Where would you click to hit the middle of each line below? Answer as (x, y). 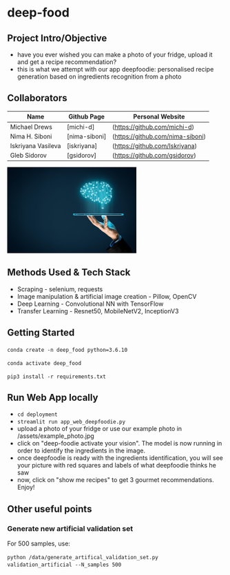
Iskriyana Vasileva (35, 146)
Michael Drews (31, 127)
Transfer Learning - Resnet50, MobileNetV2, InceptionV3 (98, 311)
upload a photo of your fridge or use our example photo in (100, 429)
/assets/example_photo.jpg (55, 436)
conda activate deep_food (44, 363)
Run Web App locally (53, 397)
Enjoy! (26, 488)
